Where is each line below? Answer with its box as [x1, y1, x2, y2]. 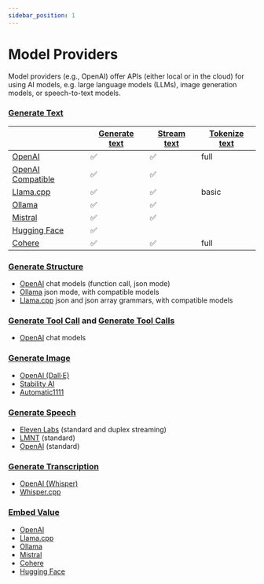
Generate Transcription [8, 461, 100, 472]
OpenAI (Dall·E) [19, 370, 70, 380]
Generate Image [8, 353, 71, 364]
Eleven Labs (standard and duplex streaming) [19, 425, 167, 435]
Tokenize [209, 127, 244, 138]
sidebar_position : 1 [8, 11, 76, 20]
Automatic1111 [19, 387, 64, 397]
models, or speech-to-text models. [8, 88, 121, 97]
